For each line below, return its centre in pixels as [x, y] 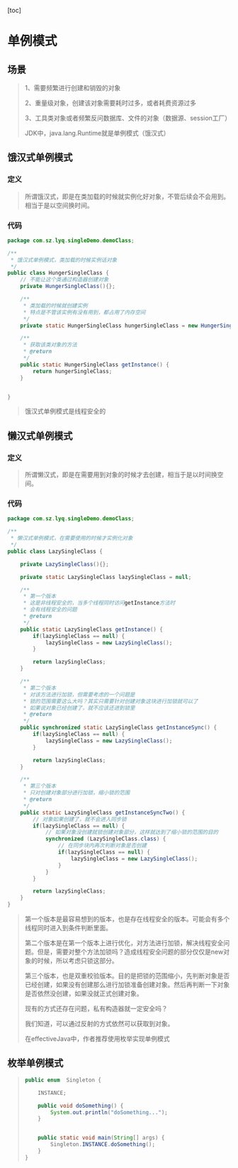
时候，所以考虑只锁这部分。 [78, 961]
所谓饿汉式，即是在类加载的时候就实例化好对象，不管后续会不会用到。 [127, 196]
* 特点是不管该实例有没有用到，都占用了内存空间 [84, 312]
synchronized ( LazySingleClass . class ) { [106, 839]
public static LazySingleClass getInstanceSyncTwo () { [103, 812]
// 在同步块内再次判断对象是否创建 [102, 846]
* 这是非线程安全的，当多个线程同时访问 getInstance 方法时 [99, 603]
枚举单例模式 [35, 1063]
